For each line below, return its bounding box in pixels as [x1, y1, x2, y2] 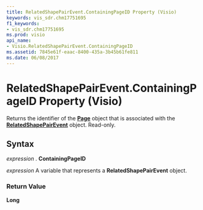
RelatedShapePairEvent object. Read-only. [6, 121, 116, 128]
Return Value [6, 182, 46, 191]
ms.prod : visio [6, 32, 45, 38]
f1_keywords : [6, 20, 40, 26]
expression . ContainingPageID [6, 155, 86, 163]
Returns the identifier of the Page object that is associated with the [6, 114, 175, 122]
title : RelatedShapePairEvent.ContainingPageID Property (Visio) [6, 9, 177, 15]
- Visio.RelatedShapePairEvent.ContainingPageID [6, 44, 133, 50]
